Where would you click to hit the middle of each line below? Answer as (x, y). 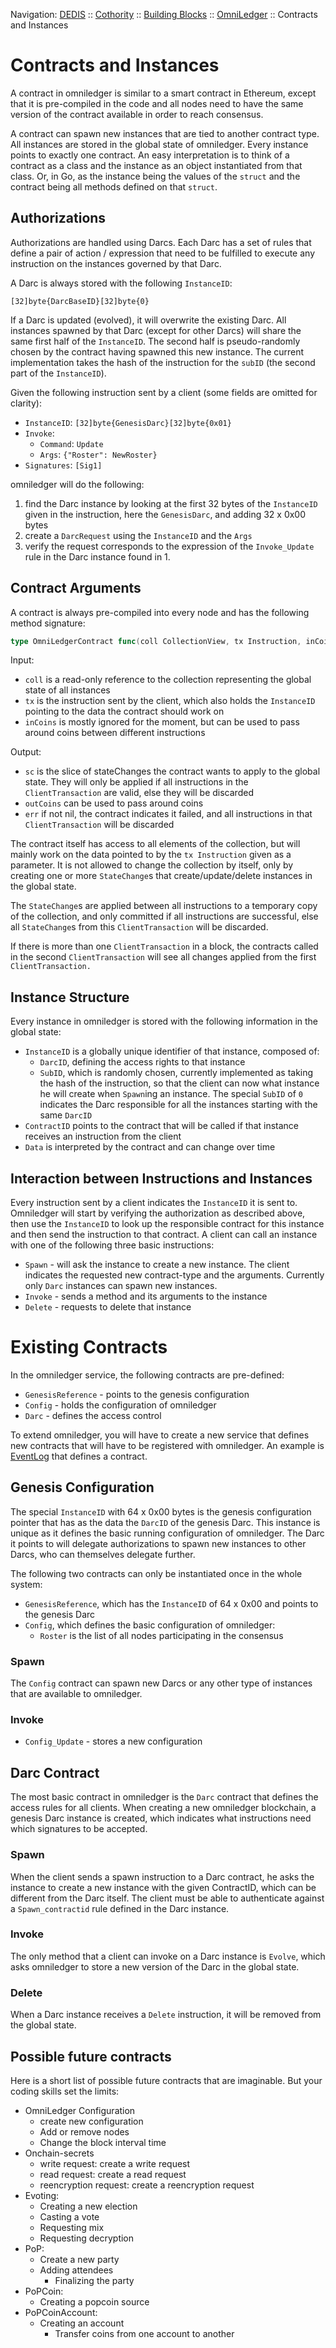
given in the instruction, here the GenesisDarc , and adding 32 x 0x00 (165, 514)
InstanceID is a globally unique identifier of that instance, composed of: (172, 1051)
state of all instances (67, 690)
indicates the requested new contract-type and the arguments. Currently (174, 1275)
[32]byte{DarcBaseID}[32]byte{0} (80, 301)
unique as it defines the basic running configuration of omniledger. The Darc (167, 1533)
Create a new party (79, 2259)
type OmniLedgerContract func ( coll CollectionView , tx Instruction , (156, 641)
